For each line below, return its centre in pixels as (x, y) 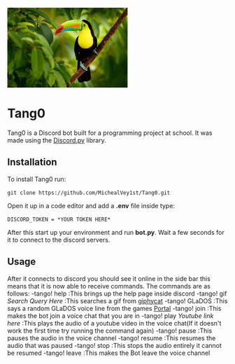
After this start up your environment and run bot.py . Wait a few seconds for (116, 232)
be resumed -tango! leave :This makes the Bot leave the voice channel (109, 353)
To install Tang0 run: (37, 179)
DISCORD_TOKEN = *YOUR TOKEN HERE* (59, 219)
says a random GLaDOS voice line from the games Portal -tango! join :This (114, 308)
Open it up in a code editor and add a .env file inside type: (91, 205)
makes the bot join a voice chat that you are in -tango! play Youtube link (111, 316)
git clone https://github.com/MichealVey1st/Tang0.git (89, 193)
